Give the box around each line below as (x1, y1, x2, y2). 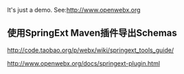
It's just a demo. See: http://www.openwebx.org (7, 6, 141, 14)
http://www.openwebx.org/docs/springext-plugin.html (7, 59, 160, 67)
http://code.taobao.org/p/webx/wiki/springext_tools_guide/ (7, 46, 174, 54)
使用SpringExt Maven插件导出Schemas (7, 27, 177, 39)
